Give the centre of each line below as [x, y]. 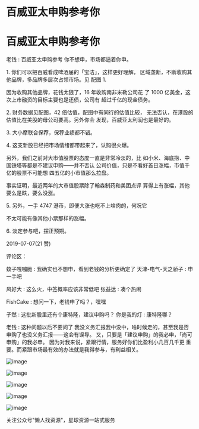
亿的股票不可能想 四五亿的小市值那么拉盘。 [59, 173]
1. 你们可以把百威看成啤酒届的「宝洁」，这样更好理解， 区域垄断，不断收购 [97, 72]
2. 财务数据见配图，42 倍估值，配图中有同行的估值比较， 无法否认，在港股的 [100, 112]
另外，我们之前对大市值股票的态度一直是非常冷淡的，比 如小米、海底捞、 [95, 158]
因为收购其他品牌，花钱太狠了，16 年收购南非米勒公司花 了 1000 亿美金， [96, 92]
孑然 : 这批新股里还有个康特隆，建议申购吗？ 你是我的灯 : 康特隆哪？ [89, 314]
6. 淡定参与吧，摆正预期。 [38, 231]
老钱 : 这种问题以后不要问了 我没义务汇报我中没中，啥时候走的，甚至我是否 [97, 327]
